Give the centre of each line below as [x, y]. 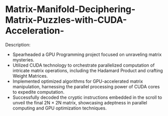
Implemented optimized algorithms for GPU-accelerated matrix [78, 81]
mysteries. [23, 60]
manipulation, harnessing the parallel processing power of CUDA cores [86, 86]
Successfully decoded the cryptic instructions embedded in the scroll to [87, 97]
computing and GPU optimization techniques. [60, 108]
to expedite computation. [38, 92]
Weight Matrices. [30, 76]
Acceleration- [35, 31]
